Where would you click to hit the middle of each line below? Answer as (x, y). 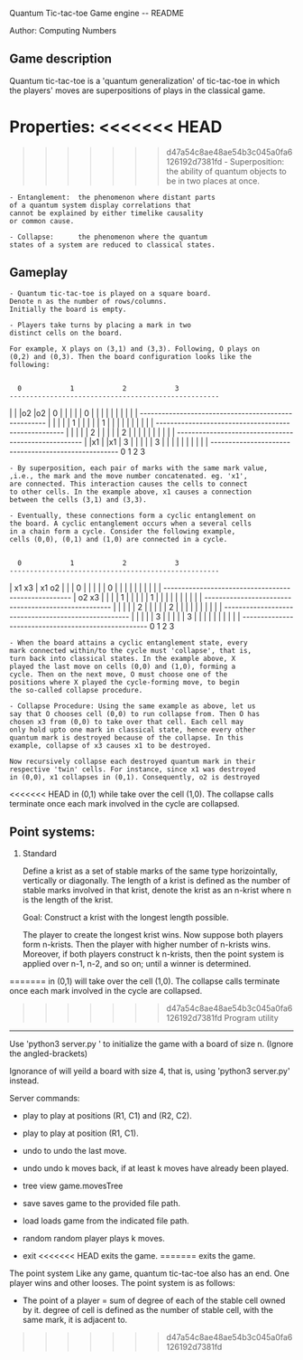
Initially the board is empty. (68, 309)
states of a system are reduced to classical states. (113, 245)
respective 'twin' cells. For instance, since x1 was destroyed (133, 769)
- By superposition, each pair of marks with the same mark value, (139, 468)
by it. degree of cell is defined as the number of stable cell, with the (147, 1310)
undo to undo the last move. (74, 1151)
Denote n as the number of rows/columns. (88, 301)
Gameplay (39, 273)
